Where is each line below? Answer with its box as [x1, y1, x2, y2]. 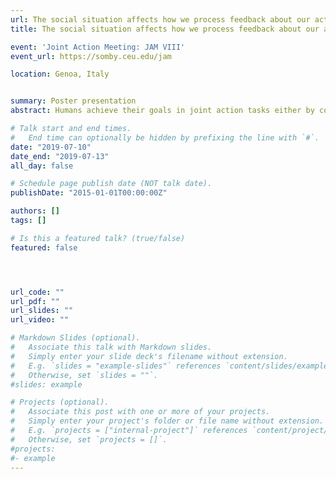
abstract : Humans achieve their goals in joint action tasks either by [10, 106, 315, 116]
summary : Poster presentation [10, 96, 137, 106]
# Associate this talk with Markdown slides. [10, 342, 213, 352]
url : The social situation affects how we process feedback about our [10, 14, 311, 25]
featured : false [10, 242, 78, 253]
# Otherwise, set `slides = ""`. [10, 370, 159, 380]
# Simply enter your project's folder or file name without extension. [10, 416, 325, 426]
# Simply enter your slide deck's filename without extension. [10, 351, 288, 361]
